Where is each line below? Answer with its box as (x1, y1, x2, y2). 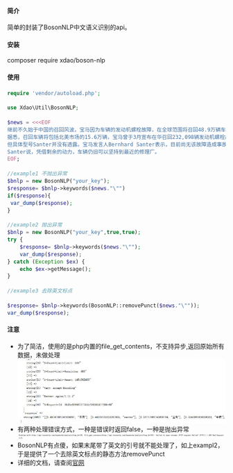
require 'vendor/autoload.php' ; (7, 90, 101, 97)
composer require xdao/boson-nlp (7, 56, 105, 65)
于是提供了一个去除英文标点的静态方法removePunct (17, 449, 165, 458)
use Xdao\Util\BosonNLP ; (7, 104, 79, 111)
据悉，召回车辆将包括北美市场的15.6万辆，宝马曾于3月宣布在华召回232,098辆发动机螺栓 (7, 133, 225, 140)
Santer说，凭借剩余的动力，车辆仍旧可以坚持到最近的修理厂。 (7, 148, 161, 156)
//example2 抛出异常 (7, 222, 62, 229)
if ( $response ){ (7, 192, 51, 199)
